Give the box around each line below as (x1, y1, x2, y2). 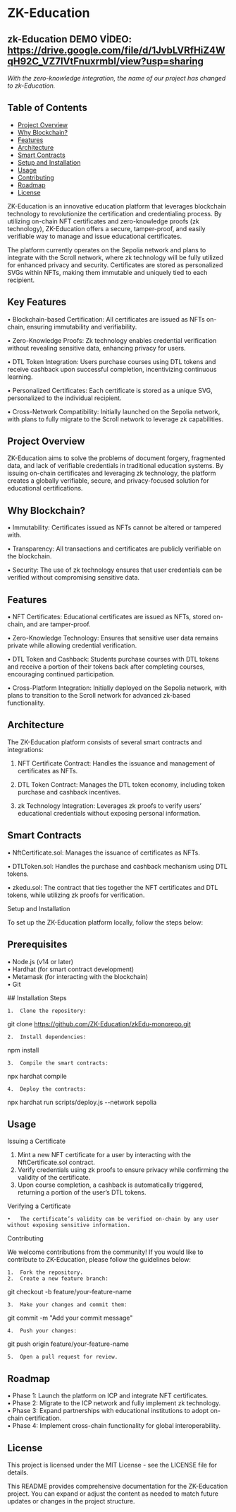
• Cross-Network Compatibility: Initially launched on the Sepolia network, (7, 407, 221, 416)
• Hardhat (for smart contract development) (7, 965, 135, 973)
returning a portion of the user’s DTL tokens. (17, 1188, 147, 1197)
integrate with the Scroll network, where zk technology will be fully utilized (7, 253, 223, 262)
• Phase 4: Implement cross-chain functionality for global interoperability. (7, 1422, 221, 1430)
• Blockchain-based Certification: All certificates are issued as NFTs (7, 315, 206, 323)
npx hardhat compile (7, 1072, 67, 1080)
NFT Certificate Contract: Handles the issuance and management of (17, 758, 216, 768)
